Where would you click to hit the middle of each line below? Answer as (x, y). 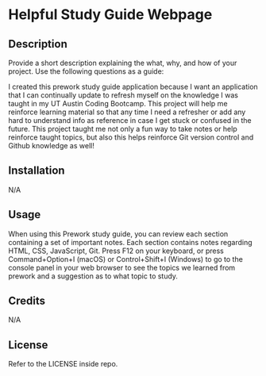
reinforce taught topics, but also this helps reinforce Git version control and (131, 137)
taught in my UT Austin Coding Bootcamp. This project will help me (118, 104)
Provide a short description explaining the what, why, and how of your (123, 63)
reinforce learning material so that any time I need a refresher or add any (127, 112)
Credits (27, 301)
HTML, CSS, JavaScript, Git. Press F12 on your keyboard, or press (116, 251)
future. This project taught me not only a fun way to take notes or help (123, 129)
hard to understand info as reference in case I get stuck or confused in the (130, 120)
